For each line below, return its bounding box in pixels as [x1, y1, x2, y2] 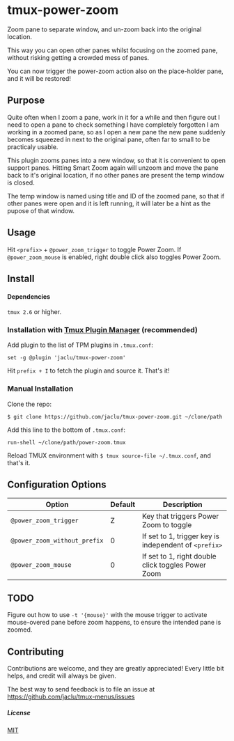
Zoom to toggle [141, 520, 192, 529]
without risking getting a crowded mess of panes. [7, 53, 150, 61]
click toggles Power [141, 560, 207, 570]
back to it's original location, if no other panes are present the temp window [7, 171, 225, 179]
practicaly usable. [7, 142, 58, 151]
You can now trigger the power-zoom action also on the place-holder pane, [7, 67, 224, 75]
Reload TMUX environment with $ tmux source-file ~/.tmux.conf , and [7, 451, 211, 460]
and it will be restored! [7, 74, 72, 82]
